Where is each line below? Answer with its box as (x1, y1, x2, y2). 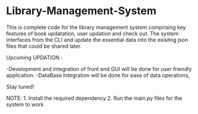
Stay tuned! (6, 83, 34, 90)
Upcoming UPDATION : (6, 54, 63, 61)
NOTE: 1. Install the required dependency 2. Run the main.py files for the (6, 95, 183, 102)
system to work (6, 100, 44, 108)
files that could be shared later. (6, 43, 82, 50)
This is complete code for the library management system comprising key (6, 24, 186, 31)
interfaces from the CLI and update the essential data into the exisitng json (6, 36, 189, 43)
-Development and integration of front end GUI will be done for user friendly (6, 65, 192, 72)
